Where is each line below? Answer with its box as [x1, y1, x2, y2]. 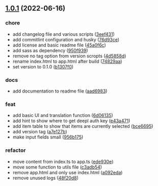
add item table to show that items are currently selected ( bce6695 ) [12, 123, 153, 129]
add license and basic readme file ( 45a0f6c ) [12, 42, 106, 48]
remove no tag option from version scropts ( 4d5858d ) [12, 53, 126, 59]
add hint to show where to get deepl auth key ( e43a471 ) [12, 118, 130, 124]
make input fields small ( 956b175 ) [12, 134, 84, 140]
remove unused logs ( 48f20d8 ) [12, 175, 79, 181]
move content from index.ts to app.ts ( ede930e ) [12, 158, 114, 165]
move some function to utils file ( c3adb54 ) [12, 164, 102, 170]
